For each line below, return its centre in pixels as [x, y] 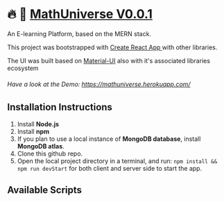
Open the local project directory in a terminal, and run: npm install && [117, 161]
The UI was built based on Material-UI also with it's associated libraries [109, 60]
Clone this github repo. [50, 153]
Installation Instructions [60, 107]
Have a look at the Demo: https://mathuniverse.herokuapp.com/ [99, 84]
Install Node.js [38, 124]
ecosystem [23, 68]
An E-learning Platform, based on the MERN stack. [79, 33]
